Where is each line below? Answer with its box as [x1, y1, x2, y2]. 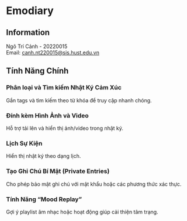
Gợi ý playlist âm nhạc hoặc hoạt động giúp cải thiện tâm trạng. [6, 208, 159, 215]
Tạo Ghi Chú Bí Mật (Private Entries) [6, 167, 110, 175]
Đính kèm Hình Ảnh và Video [6, 111, 89, 119]
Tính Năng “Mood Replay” [6, 195, 82, 203]
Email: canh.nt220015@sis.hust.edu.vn [6, 49, 99, 56]
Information [6, 27, 50, 37]
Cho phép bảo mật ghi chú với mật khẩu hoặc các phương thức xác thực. [6, 180, 182, 188]
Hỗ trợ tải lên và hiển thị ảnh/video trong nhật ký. [6, 125, 124, 132]
